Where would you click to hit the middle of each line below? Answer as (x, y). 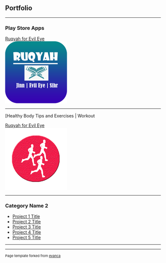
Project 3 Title (26, 227)
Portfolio (19, 8)
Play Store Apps (25, 28)
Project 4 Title (26, 232)
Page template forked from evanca (33, 256)
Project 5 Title (26, 238)
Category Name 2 (27, 206)
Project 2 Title (26, 222)
